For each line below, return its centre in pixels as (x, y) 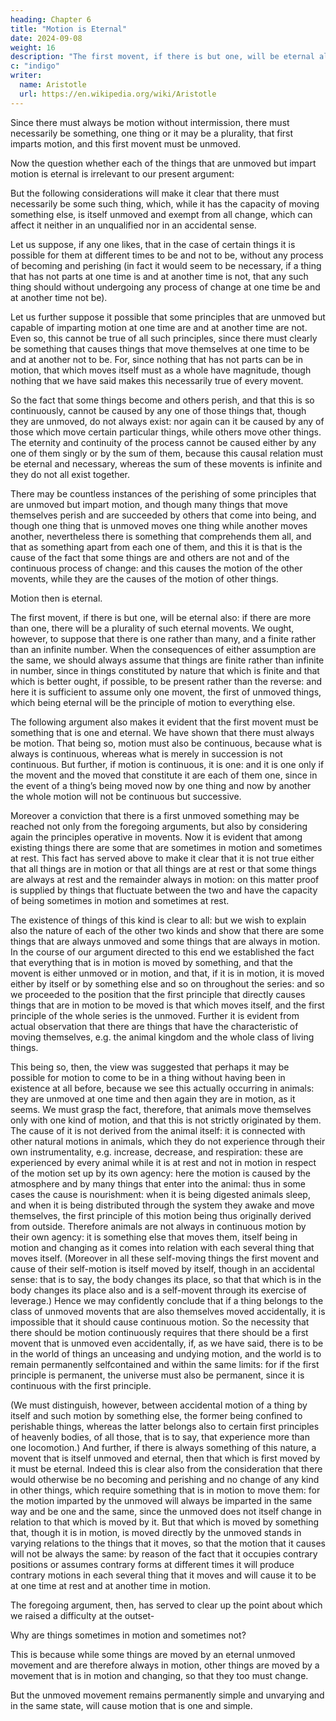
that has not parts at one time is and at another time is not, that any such (159, 276)
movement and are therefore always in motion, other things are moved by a (165, 1665)
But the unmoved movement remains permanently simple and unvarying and (167, 1695)
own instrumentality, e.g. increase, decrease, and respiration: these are (157, 1152)
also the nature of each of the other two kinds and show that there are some (167, 930)
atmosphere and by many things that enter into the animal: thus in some (158, 1183)
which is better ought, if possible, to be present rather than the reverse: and (166, 681)
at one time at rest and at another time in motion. (111, 1585)
